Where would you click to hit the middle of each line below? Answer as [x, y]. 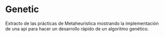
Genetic [22, 9]
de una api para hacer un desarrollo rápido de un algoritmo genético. [77, 28]
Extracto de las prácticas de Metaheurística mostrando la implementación [82, 23]
